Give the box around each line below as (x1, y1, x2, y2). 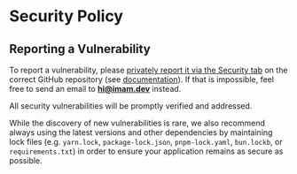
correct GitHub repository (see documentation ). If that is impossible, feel (9, 74, 275, 85)
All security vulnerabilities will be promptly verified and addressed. (9, 101, 253, 111)
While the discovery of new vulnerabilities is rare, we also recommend (9, 117, 266, 128)
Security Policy (9, 6, 124, 26)
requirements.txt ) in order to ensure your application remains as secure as (9, 146, 284, 156)
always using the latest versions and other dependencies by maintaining (9, 127, 273, 138)
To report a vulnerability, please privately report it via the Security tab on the (9, 64, 288, 75)
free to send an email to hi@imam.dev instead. (9, 84, 182, 94)
